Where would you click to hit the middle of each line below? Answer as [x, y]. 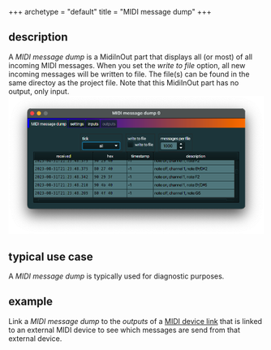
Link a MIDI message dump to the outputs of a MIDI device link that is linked [135, 321]
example [31, 302]
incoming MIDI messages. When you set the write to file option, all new [127, 65]
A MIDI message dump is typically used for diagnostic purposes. [116, 276]
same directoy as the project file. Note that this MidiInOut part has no [124, 82]
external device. [35, 338]
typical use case [51, 256]
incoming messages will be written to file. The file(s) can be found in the [129, 74]
